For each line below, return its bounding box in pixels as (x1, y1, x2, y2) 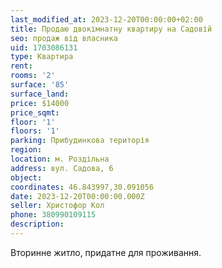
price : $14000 (10, 98, 70, 108)
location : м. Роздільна (10, 154, 110, 164)
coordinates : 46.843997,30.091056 (10, 182, 155, 192)
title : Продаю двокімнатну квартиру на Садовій (10, 24, 213, 34)
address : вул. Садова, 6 (10, 163, 114, 173)
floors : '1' (10, 126, 60, 136)
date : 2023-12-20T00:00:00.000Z (10, 191, 145, 201)
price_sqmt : (10, 107, 60, 118)
